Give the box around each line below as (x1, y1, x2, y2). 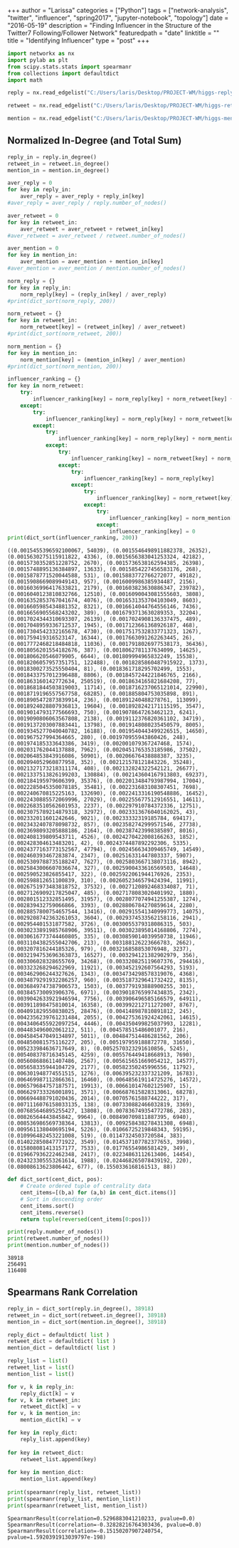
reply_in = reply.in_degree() (7, 153, 97, 161)
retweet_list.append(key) (20, 1456, 97, 1463)
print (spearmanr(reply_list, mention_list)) (7, 1495, 142, 1502)
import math (7, 76, 43, 84)
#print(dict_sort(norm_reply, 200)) (7, 297, 116, 304)
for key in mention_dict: (7, 1469, 84, 1476)
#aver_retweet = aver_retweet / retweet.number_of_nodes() (7, 232, 186, 239)
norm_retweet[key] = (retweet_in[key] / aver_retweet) (20, 324, 186, 331)
